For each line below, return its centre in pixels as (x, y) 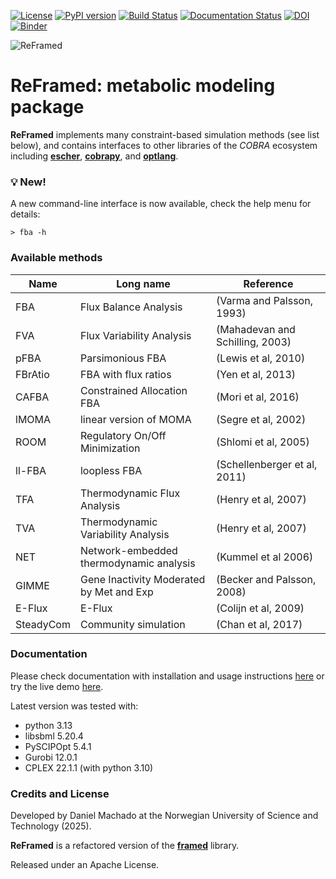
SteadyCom (43, 624)
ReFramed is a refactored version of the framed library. (125, 846)
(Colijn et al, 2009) (260, 608)
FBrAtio (32, 374)
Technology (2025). (51, 826)
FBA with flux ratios (125, 374)
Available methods (56, 258)
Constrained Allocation (133, 390)
